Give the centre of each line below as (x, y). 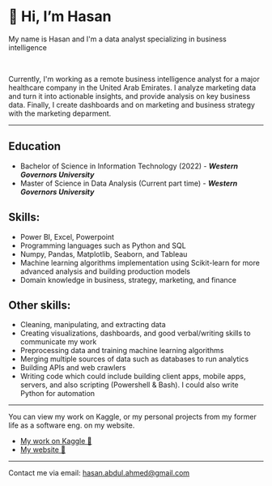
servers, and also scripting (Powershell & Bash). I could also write (129, 385)
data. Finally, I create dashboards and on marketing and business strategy (132, 104)
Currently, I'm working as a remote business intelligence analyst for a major (134, 79)
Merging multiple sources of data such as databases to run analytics (134, 359)
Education (35, 146)
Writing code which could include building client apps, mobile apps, (133, 377)
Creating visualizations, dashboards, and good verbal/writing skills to (135, 333)
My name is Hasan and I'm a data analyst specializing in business (117, 39)
